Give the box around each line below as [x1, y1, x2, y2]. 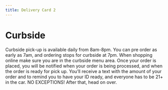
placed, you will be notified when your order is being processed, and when [5, 62, 162, 69]
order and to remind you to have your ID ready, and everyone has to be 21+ [5, 74, 163, 80]
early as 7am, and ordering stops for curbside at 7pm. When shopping [5, 52, 153, 58]
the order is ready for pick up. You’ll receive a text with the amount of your [5, 68, 162, 74]
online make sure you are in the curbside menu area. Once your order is [5, 57, 157, 63]
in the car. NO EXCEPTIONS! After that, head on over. [5, 79, 117, 85]
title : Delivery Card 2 [5, 7, 56, 13]
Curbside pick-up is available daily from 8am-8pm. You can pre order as [5, 47, 157, 53]
